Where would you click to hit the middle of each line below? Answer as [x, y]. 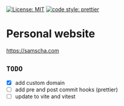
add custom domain [40, 82]
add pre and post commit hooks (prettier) [66, 89]
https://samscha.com [33, 50]
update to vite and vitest [45, 96]
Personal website [51, 34]
